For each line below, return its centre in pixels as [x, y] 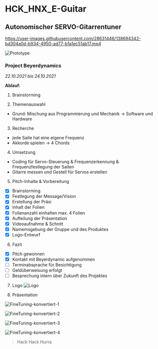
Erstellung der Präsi [32, 202]
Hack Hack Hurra [34, 342]
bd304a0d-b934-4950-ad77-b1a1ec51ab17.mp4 [53, 44]
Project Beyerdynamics [33, 66]
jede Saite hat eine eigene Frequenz [48, 138]
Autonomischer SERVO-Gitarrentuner [63, 27]
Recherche [23, 128]
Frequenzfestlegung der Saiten [43, 167]
